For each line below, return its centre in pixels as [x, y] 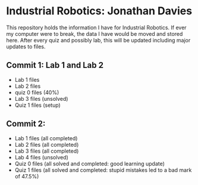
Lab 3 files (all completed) [47, 151]
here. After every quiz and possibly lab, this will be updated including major [98, 40]
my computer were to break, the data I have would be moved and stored [95, 33]
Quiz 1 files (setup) [37, 105]
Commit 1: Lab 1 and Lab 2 [55, 65]
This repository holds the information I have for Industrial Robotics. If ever [96, 27]
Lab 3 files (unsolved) [41, 98]
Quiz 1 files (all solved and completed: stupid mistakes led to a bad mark [103, 170]
